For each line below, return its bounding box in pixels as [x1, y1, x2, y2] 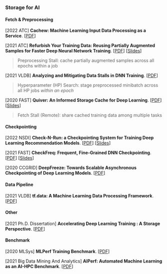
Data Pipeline [5, 181, 33, 187]
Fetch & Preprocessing [5, 16, 53, 22]
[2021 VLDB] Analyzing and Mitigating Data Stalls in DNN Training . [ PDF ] [5, 72, 158, 78]
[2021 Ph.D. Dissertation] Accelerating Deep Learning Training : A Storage [5, 220, 160, 226]
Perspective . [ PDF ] [5, 225, 45, 231]
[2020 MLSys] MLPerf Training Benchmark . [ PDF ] [5, 248, 110, 254]
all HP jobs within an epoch [17, 87, 74, 93]
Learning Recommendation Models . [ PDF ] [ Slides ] [5, 140, 111, 146]
